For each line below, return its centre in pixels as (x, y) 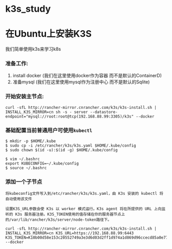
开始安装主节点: (25, 97)
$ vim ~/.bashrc (23, 159)
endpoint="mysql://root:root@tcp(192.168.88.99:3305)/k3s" (70, 116)
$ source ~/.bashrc (26, 168)
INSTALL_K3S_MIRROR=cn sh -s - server (47, 112)
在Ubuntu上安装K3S (49, 34)
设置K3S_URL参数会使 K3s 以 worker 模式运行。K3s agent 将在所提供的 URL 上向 (84, 209)
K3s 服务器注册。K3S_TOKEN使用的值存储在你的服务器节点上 (70, 214)
